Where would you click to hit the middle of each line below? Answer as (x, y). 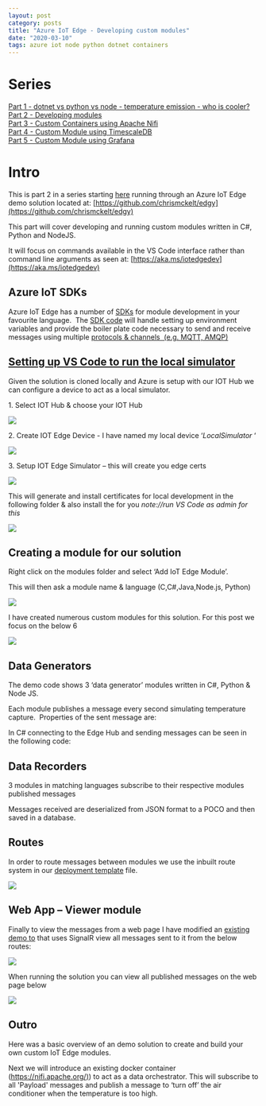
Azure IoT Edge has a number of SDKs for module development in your (124, 312)
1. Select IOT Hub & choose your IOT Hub (75, 405)
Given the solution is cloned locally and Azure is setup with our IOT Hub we (131, 381)
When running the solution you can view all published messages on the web (133, 976)
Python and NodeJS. (42, 235)
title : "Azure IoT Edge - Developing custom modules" (99, 30)
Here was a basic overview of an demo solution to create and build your (126, 1044)
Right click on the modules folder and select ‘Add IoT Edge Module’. (118, 572)
